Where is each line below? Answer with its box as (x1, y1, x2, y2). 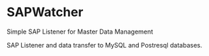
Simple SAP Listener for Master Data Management (6, 27, 154, 36)
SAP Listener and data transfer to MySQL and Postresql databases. (6, 41, 203, 49)
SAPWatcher (6, 4, 84, 20)
